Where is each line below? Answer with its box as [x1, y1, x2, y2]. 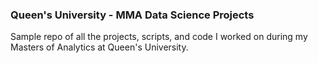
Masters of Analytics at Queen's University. [10, 41, 189, 53]
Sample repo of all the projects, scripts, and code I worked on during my [10, 31, 308, 43]
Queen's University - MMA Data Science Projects [10, 8, 255, 22]
